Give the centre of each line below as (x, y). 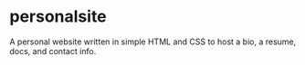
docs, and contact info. (53, 51)
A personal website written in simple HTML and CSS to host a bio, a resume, (153, 42)
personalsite (58, 17)
